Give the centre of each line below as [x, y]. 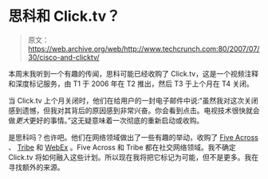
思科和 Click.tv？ [65, 16]
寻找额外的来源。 [36, 167]
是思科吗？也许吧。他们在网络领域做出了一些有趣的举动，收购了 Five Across [134, 137]
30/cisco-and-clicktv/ [63, 57]
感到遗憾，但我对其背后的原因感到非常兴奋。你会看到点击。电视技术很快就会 [134, 110]
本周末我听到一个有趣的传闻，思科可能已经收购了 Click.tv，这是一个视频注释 [134, 73]
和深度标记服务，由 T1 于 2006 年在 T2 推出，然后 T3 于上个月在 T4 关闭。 [131, 84]
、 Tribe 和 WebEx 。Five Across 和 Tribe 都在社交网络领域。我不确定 [122, 147]
